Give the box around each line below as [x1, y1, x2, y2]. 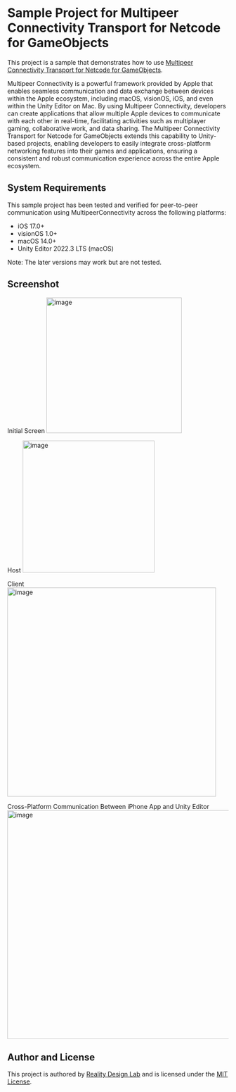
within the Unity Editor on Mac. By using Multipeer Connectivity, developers [7, 101, 226, 110]
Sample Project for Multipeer [7, 5, 179, 21]
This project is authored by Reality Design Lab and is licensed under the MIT [7, 1070, 228, 1079]
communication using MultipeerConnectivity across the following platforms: [7, 208, 227, 216]
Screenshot [7, 278, 60, 290]
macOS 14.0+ [17, 237, 57, 245]
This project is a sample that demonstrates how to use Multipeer [7, 58, 194, 66]
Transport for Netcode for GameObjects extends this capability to [7, 132, 197, 140]
